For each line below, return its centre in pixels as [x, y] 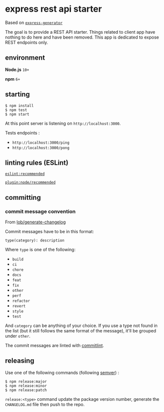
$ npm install [20, 106]
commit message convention [40, 211]
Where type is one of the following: [40, 250]
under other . [18, 336]
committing [23, 197]
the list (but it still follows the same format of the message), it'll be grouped [81, 331]
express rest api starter [53, 9]
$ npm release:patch [26, 390]
